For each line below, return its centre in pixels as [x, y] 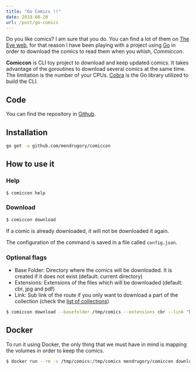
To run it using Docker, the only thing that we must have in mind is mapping [97, 344]
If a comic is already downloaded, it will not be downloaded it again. [87, 231]
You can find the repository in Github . [51, 114]
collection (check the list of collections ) [62, 302]
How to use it [30, 164]
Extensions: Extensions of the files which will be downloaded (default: [98, 283]
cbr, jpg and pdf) [35, 289]
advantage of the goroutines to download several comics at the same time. [96, 69]
